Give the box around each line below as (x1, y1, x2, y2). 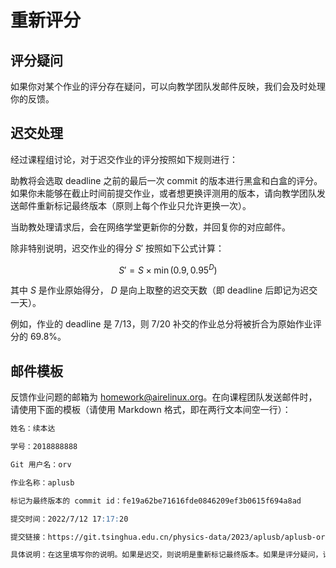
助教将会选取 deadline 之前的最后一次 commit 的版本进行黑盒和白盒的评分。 (10, 174, 323, 186)
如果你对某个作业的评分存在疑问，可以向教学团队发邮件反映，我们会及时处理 (10, 81, 326, 92)
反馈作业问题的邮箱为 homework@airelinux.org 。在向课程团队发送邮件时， (10, 391, 318, 403)
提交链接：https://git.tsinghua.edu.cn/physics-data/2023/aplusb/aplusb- (10, 532, 317, 542)
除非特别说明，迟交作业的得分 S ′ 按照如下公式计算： (10, 242, 225, 254)
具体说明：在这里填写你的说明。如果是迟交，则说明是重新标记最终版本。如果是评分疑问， (10, 550, 323, 560)
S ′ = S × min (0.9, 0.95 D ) (118, 262, 218, 276)
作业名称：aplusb (10, 477, 75, 488)
